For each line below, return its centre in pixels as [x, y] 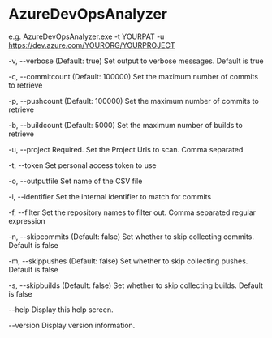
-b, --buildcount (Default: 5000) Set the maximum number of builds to [126, 125]
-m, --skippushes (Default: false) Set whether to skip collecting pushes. [128, 261]
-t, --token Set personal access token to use [82, 165]
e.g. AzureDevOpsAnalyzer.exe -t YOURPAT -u [86, 36]
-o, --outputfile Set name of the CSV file [76, 181]
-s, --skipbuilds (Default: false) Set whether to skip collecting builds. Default [136, 285]
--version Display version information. [72, 325]
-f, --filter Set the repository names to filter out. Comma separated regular [132, 212]
